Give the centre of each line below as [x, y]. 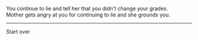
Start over [18, 31]
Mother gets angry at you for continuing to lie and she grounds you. [88, 15]
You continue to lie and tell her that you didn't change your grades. [87, 9]
